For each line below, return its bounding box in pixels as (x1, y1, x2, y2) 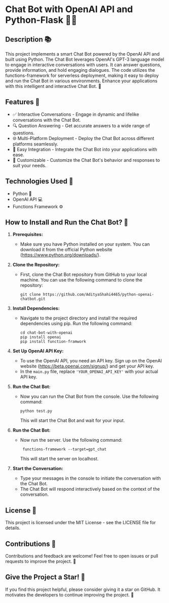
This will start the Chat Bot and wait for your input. (20, 418, 125, 424)
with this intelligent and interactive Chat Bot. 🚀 (5, 83, 102, 89)
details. (5, 525, 21, 531)
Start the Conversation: (12, 466, 63, 472)
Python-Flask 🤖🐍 (5, 14, 77, 26)
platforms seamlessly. (12, 141, 58, 147)
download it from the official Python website (20, 247, 112, 253)
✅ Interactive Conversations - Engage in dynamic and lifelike (12, 111, 139, 117)
